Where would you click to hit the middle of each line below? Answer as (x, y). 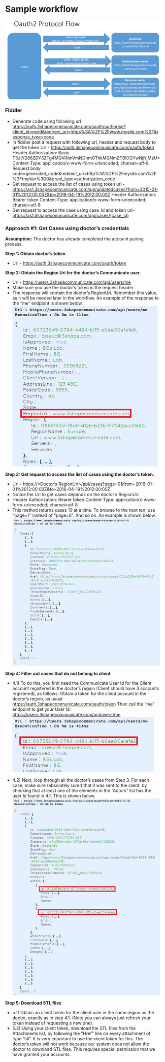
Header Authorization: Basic (41, 152)
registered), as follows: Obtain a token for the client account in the (79, 694)
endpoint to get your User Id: (42, 709)
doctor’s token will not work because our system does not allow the (81, 1044)
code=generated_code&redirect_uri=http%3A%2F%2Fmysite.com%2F (84, 173)
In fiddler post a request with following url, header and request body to (84, 142)
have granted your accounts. (41, 1055)
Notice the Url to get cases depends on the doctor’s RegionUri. (76, 494)
